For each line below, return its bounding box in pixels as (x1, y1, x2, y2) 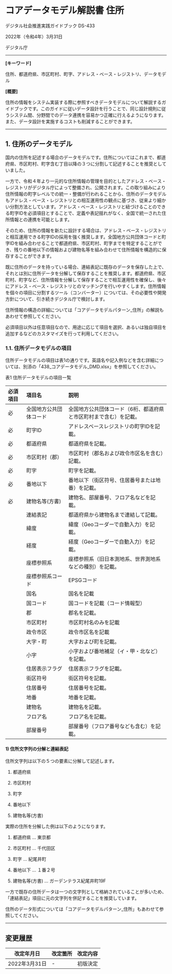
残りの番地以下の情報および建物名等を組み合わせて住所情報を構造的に (14, 247, 162, 253)
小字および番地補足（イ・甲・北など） (68, 648, 161, 655)
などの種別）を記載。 (68, 563, 120, 571)
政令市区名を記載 (68, 628, 110, 636)
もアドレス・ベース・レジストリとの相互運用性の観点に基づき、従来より (5, 197, 157, 203)
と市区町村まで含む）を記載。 (68, 413, 141, 420)
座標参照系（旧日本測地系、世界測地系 (68, 556, 161, 563)
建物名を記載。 (68, 703, 105, 711)
